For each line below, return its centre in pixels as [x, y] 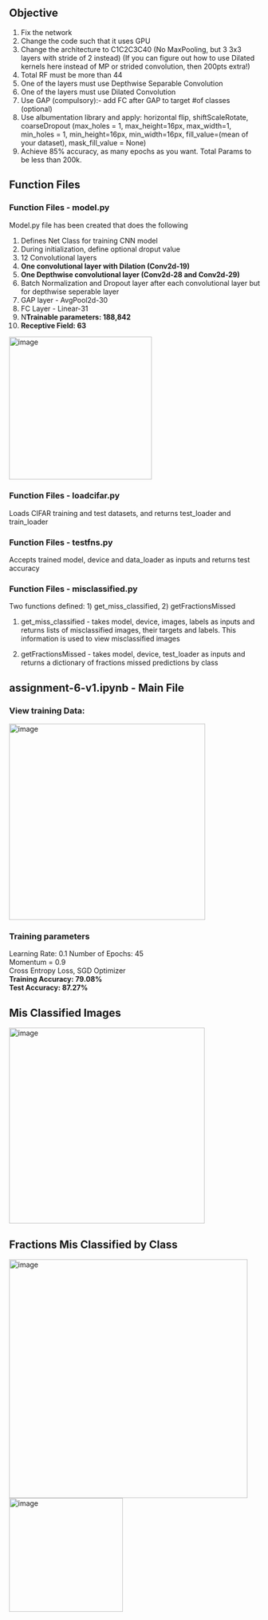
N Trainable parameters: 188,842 [75, 317]
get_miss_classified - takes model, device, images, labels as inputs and [138, 621]
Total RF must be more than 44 [71, 74]
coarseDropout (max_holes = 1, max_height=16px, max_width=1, [126, 125]
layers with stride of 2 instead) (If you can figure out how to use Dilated [137, 58]
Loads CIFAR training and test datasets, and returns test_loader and [120, 513]
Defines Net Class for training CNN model [89, 240]
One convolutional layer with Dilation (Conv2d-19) [105, 266]
